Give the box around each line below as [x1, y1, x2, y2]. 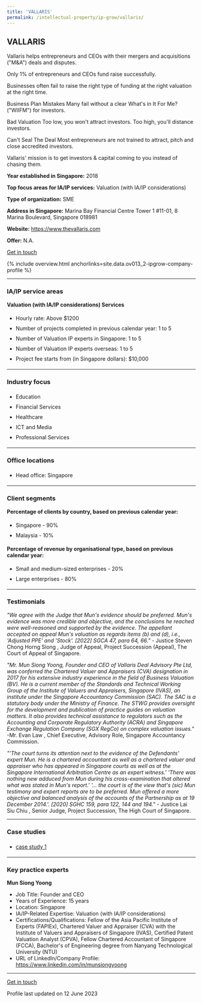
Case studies [7, 828, 46, 836]
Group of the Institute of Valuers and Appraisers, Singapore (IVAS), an [7, 686, 180, 694]
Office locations [7, 456, 55, 465]
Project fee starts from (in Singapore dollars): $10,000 [15, 355, 149, 362]
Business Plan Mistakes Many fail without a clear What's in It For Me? [7, 100, 178, 108]
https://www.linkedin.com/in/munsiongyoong [15, 961, 128, 968]
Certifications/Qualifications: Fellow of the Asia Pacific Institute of [15, 916, 178, 924]
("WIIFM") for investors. [7, 106, 65, 114]
